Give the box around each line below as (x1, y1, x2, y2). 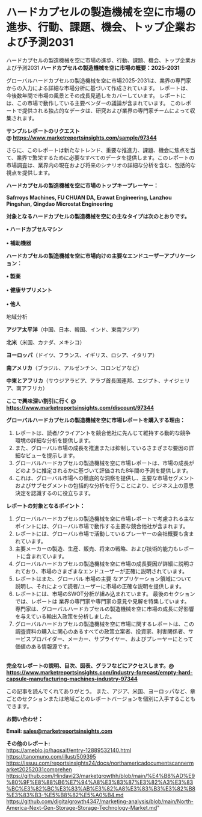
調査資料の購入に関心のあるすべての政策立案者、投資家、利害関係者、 (14, 627, 189, 635)
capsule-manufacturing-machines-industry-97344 (6, 675, 138, 682)
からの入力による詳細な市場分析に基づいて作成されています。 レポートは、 (6, 84, 191, 91)
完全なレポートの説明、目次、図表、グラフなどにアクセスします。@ (6, 662, 174, 669)
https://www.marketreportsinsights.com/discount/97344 (6, 404, 155, 411)
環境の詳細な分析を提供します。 (14, 437, 94, 444)
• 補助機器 (6, 239, 31, 247)
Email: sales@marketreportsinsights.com (6, 727, 113, 735)
